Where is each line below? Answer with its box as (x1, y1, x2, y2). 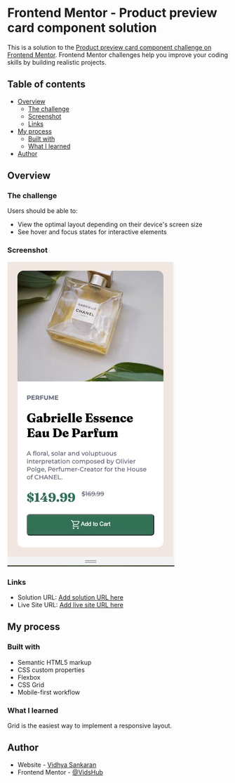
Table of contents (7, 79, 86, 91)
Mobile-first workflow (17, 687, 81, 697)
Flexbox (17, 673, 41, 681)
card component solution (7, 20, 157, 36)
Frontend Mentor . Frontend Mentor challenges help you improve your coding (7, 51, 229, 59)
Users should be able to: (7, 207, 79, 215)
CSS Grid (17, 680, 44, 689)
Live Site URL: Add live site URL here (17, 601, 124, 609)
